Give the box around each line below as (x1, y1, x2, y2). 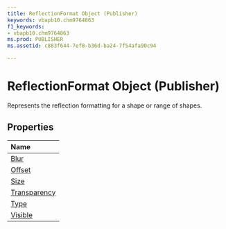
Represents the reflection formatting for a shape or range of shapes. (7, 101, 202, 110)
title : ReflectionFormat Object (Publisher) (7, 10, 138, 17)
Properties (7, 121, 54, 133)
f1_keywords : (7, 23, 45, 30)
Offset (10, 164, 31, 174)
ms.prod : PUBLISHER (7, 36, 64, 43)
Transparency (10, 187, 56, 197)
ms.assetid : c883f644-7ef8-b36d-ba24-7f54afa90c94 (7, 42, 157, 49)
